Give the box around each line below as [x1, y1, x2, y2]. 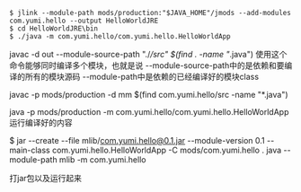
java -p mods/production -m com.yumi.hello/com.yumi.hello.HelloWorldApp [9, 107, 289, 117]
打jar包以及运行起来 [9, 173, 83, 183]
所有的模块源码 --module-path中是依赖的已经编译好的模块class [24, 72, 259, 82]
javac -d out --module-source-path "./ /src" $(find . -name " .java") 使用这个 [9, 49, 288, 59]
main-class [9, 144, 51, 155]
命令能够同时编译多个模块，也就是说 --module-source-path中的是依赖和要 [9, 60, 285, 71]
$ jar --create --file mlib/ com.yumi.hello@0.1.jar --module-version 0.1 [9, 135, 265, 145]
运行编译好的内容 [9, 118, 73, 127]
